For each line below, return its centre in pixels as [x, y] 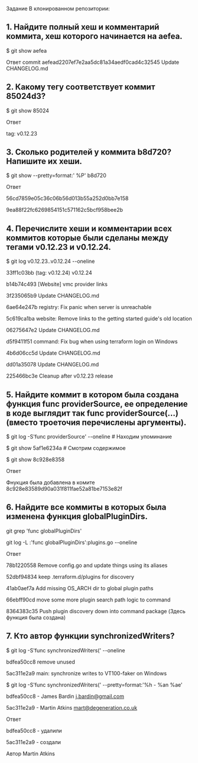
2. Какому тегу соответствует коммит [81, 87]
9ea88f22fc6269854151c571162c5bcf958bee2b [64, 210]
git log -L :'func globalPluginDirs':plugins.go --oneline [72, 542]
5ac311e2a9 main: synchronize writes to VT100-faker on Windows [87, 673]
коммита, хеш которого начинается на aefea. [94, 36]
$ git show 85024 [27, 110]
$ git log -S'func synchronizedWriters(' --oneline [66, 650]
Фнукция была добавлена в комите [51, 482]
